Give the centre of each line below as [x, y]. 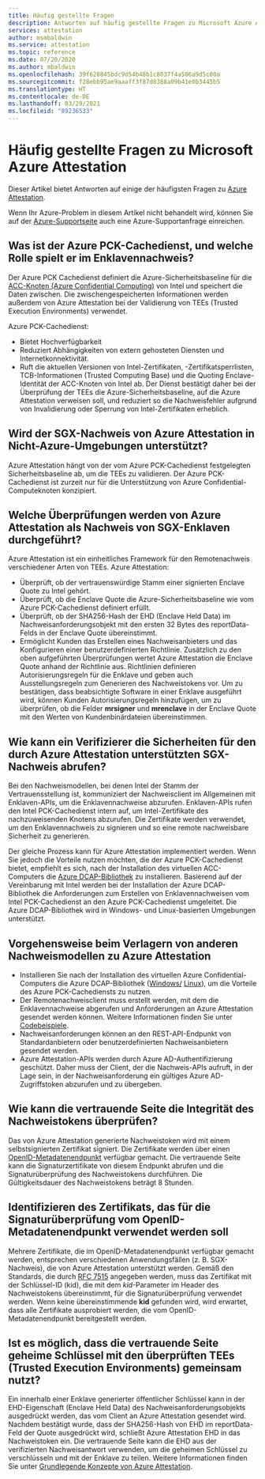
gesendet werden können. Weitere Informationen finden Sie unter [126, 1017]
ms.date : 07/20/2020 [42, 60]
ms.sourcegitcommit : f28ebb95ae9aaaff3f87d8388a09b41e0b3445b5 [114, 81]
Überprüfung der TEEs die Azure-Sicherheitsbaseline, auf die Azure [130, 391]
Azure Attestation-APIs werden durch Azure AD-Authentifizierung [126, 1059]
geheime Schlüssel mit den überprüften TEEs [121, 1356]
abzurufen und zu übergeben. [114, 1084]
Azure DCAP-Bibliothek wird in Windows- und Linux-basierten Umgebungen [132, 910]
